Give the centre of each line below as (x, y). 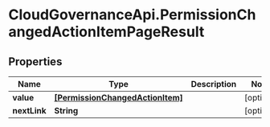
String (66, 111)
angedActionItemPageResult (106, 32)
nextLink (29, 111)
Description (214, 84)
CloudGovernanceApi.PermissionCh (132, 15)
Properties (35, 61)
